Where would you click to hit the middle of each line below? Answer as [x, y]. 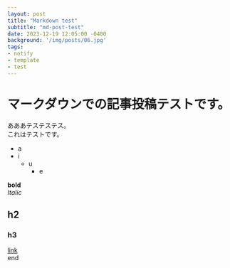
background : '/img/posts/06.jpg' [57, 41]
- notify [20, 54]
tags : [15, 47]
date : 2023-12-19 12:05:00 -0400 [57, 34]
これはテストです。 [35, 134]
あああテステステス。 [38, 125]
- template [23, 60]
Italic [15, 192]
